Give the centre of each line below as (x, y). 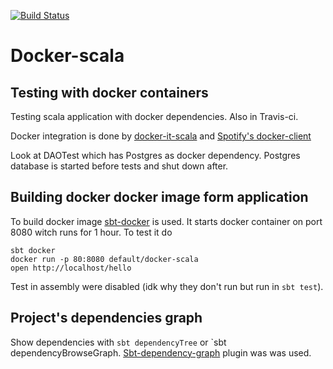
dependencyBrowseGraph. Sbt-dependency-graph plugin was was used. (161, 352)
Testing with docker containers (109, 92)
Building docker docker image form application (159, 197)
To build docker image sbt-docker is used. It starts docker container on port (166, 221)
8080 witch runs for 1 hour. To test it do (91, 232)
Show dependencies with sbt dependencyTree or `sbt (118, 342)
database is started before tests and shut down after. (119, 166)
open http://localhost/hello (71, 268)
